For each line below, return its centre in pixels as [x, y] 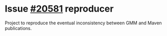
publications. [18, 28]
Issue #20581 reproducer [59, 9]
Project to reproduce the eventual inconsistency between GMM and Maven [83, 23]
